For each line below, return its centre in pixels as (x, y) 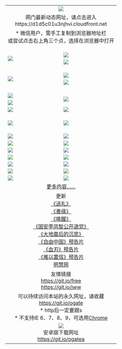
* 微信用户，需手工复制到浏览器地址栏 (61, 33)
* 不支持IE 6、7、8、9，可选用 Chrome (61, 318)
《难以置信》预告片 (61, 257)
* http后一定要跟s (61, 310)
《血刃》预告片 (61, 249)
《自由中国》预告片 (61, 241)
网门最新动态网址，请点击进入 (61, 17)
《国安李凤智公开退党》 (61, 226)
